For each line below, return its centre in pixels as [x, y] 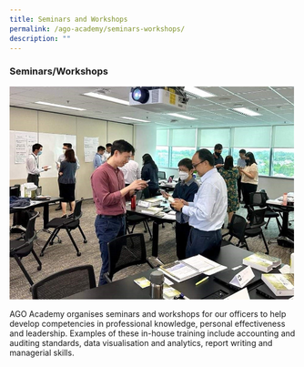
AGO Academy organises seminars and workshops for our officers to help [148, 314]
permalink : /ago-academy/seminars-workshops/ [97, 29]
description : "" [40, 38]
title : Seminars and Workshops [69, 19]
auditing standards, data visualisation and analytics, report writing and [141, 343]
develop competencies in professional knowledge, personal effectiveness [147, 324]
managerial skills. [42, 353]
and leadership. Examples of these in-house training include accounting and [152, 333]
